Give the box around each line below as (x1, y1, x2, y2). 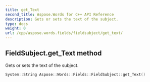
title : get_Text (5, 7, 39, 12)
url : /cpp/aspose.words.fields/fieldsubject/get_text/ (5, 30, 123, 35)
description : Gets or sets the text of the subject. (5, 16, 119, 21)
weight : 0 (5, 26, 26, 31)
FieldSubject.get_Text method (5, 49, 102, 57)
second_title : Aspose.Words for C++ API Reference (5, 12, 114, 17)
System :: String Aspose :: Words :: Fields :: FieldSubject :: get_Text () (5, 72, 145, 77)
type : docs (5, 21, 28, 26)
